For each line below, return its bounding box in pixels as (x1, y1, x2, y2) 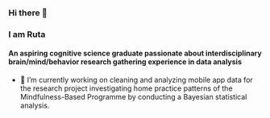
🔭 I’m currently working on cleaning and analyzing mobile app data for (19, 75, 254, 85)
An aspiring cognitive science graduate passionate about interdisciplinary (8, 48, 262, 59)
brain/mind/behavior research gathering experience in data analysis (8, 57, 242, 67)
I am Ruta (8, 28, 46, 39)
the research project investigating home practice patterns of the (19, 83, 233, 93)
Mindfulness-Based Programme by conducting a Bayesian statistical (19, 92, 247, 102)
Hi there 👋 (8, 7, 48, 18)
